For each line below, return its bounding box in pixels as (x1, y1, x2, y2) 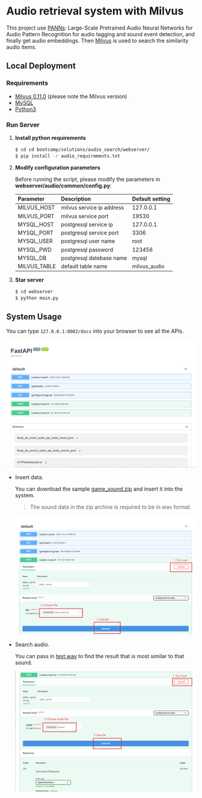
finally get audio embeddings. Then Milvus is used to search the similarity (6, 37, 189, 44)
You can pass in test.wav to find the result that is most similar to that (14, 652, 185, 659)
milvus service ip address (61, 204, 124, 212)
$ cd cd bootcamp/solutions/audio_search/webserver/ (14, 146, 150, 152)
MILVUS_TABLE (17, 263, 56, 270)
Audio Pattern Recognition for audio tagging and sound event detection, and (6, 30, 195, 37)
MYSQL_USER (17, 237, 53, 245)
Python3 (14, 105, 36, 113)
